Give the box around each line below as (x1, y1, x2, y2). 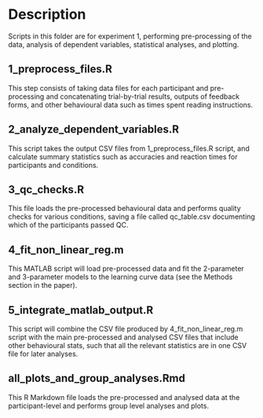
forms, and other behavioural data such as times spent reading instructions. (8, 100, 254, 109)
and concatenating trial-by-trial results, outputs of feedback (46, 92, 240, 101)
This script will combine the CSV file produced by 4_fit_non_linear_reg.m (8, 324, 243, 333)
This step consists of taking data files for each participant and (8, 83, 209, 93)
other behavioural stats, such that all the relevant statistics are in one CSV (8, 341, 247, 350)
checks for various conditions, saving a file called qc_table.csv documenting (8, 212, 255, 221)
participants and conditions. (8, 160, 99, 169)
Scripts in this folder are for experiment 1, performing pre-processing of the (8, 31, 253, 41)
